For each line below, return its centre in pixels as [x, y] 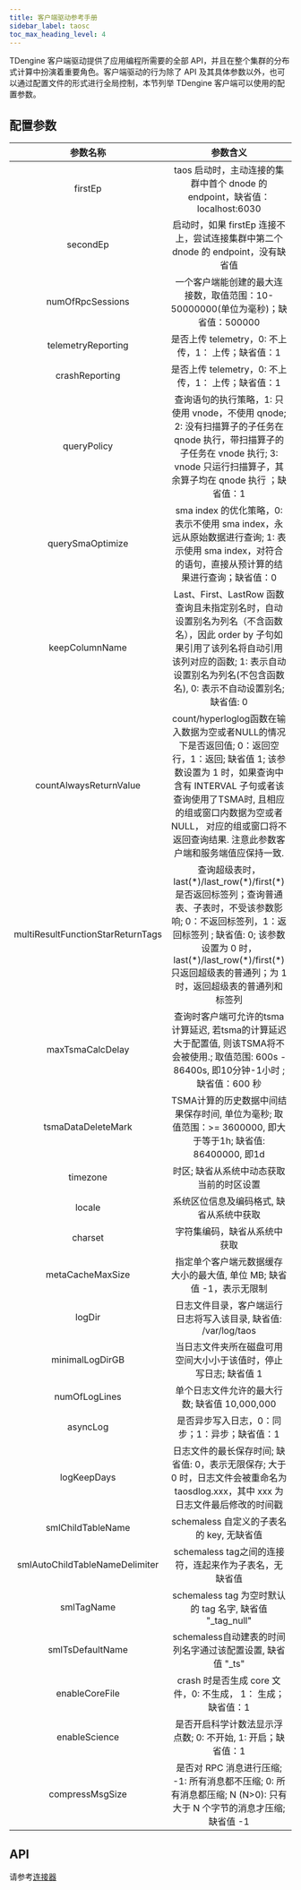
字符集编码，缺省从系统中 [229, 1232]
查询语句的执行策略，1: [224, 399]
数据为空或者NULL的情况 [234, 733]
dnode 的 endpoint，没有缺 [229, 252]
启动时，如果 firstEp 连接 [224, 225]
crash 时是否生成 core [224, 1680]
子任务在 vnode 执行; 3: [229, 453]
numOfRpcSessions [88, 302]
